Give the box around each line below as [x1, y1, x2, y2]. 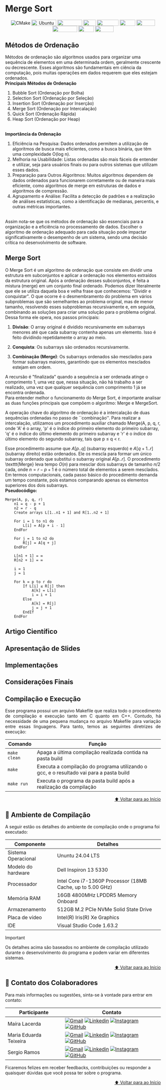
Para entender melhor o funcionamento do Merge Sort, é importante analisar [5, 394, 161, 401]
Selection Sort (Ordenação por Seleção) [12, 95, 94, 101]
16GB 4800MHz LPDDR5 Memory [57, 892, 137, 899]
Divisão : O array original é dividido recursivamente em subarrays [12, 324, 145, 330]
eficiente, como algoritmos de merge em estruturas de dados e [12, 183, 141, 189]
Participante [19, 1009, 49, 1016]
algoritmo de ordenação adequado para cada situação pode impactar [5, 229, 147, 235]
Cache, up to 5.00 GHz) [57, 884, 113, 891]
